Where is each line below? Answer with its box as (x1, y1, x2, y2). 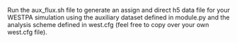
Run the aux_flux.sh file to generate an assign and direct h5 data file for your (7, 6, 231, 14)
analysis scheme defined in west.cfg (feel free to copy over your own (7, 21, 209, 28)
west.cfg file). (7, 28, 47, 36)
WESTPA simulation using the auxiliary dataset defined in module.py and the (7, 13, 230, 21)
